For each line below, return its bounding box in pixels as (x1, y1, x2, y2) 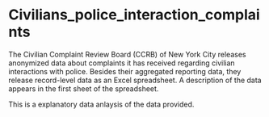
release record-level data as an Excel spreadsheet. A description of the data (8, 75, 262, 85)
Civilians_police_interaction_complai (8, 6, 260, 24)
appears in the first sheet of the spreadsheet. (8, 83, 159, 94)
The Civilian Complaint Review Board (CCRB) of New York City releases (8, 49, 246, 59)
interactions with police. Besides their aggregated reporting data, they (8, 66, 242, 76)
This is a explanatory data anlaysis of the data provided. (8, 99, 195, 109)
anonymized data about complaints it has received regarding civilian (8, 58, 236, 68)
